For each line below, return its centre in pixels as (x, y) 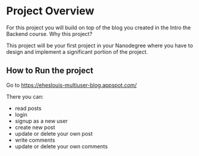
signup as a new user (41, 121)
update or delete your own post (54, 133)
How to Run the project (50, 71)
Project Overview (50, 11)
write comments (35, 140)
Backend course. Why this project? (49, 33)
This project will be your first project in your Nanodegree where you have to (100, 45)
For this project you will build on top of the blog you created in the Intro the (99, 27)
